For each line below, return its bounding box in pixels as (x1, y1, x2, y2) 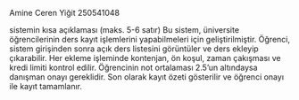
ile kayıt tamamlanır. (9, 81, 83, 91)
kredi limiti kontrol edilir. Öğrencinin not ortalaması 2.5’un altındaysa (9, 62, 258, 73)
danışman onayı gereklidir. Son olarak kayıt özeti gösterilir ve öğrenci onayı (9, 72, 284, 82)
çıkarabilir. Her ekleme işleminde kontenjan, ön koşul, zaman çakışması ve (9, 53, 281, 63)
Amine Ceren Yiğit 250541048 (9, 8, 120, 18)
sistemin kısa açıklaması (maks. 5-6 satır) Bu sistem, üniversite (9, 25, 239, 35)
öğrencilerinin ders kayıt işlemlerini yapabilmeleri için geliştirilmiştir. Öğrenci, (9, 35, 290, 44)
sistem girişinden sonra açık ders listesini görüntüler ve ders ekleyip (9, 43, 259, 54)
